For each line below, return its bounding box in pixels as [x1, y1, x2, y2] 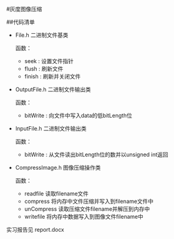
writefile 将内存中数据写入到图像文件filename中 [24, 213, 144, 220]
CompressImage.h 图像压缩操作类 [15, 164, 101, 171]
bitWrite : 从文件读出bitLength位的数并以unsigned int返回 [24, 151, 168, 158]
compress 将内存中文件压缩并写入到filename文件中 [24, 198, 154, 205]
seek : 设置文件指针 [24, 58, 74, 64]
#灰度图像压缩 [6, 6, 42, 12]
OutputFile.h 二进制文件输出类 [15, 86, 91, 93]
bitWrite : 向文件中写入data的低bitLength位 [24, 112, 132, 119]
